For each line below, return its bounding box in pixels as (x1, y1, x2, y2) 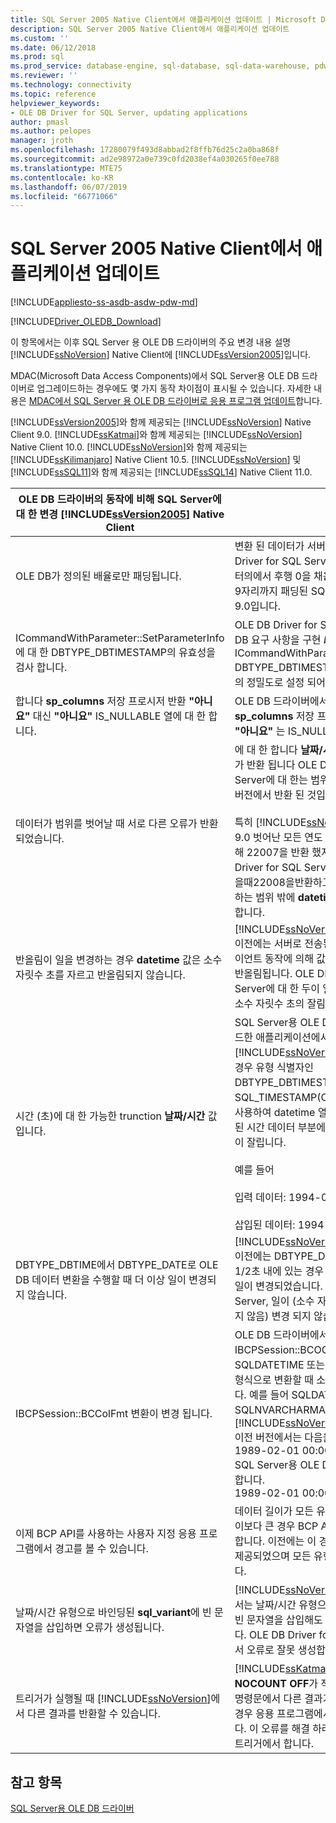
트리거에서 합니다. (234, 1737, 314, 1751)
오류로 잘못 (246, 1643, 296, 1657)
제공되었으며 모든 (234, 1549, 312, 1563)
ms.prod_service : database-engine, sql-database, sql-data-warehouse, (10, 61, 311, 71)
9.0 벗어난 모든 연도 (234, 831, 323, 845)
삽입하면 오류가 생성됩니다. (45, 1621, 165, 1635)
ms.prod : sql (10, 52, 65, 62)
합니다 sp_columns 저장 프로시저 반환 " (15, 694, 195, 708)
